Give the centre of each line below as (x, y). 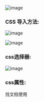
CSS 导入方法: (22, 22)
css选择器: (18, 57)
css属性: (16, 82)
